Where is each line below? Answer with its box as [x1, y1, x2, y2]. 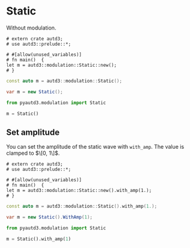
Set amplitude [6, 127, 60, 137]
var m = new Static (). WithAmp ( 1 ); [6, 214, 93, 220]
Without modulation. [6, 24, 57, 31]
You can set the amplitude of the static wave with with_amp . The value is [6, 143, 185, 150]
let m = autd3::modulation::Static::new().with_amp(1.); [6, 188, 152, 194]
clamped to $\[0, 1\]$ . [6, 149, 60, 157]
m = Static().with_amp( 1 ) [6, 236, 71, 242]
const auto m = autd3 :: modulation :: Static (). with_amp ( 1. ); [6, 203, 158, 209]
